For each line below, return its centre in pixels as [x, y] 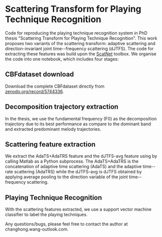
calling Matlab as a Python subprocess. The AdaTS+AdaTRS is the [72, 161]
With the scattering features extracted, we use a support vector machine [78, 210]
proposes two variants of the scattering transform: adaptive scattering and [80, 43]
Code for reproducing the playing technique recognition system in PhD [76, 33]
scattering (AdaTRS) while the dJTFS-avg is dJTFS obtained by [78, 172]
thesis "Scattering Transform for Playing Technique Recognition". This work [81, 38]
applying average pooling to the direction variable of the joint [67, 177]
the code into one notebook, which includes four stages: [62, 59]
